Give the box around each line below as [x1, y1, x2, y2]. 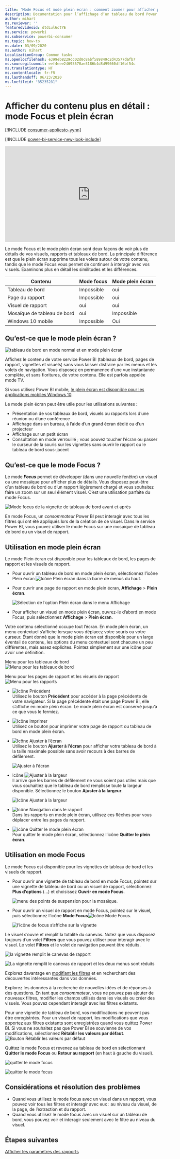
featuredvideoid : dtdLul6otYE [5, 25, 66, 30]
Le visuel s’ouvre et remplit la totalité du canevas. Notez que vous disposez [5, 931, 156, 937]
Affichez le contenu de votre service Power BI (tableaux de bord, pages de [5, 357, 154, 362]
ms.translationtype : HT [5, 66, 53, 71]
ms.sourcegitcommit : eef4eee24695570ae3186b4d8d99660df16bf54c [5, 61, 136, 66]
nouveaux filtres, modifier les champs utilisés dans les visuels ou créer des [5, 995, 155, 1001]
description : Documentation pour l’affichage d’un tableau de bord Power [5, 12, 158, 17]
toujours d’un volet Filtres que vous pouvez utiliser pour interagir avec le [5, 937, 150, 943]
